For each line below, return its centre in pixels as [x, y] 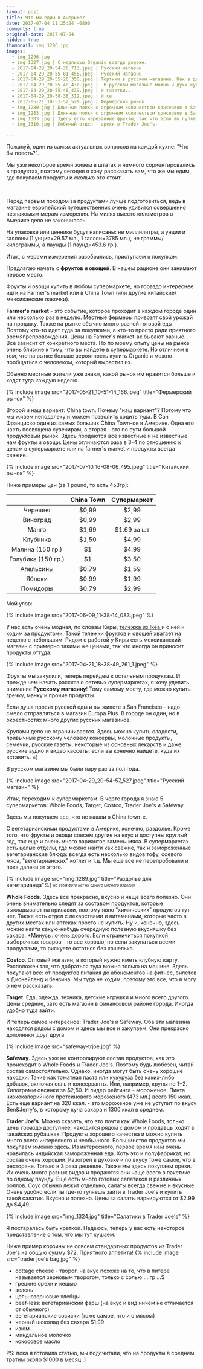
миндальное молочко [43, 1335]
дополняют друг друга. [36, 1035]
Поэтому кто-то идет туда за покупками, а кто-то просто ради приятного [101, 330]
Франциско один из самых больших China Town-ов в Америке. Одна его [100, 423]
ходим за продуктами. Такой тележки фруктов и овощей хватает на [94, 633]
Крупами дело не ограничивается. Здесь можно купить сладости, [92, 732]
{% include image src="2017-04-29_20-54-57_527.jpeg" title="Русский [95, 781]
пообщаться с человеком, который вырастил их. [69, 362]
